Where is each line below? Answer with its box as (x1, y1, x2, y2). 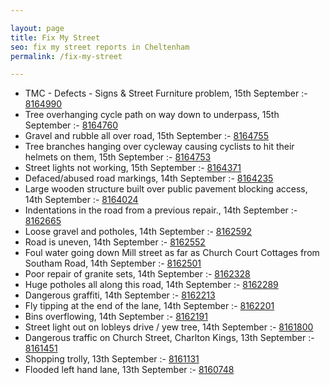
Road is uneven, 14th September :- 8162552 (24, 236, 206, 248)
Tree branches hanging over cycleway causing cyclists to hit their (24, 141, 295, 153)
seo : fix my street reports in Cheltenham (10, 42, 190, 52)
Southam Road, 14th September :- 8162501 (24, 257, 202, 270)
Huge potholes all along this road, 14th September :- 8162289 (24, 279, 279, 291)
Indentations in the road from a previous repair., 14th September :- (24, 204, 298, 216)
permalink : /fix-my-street (10, 51, 123, 61)
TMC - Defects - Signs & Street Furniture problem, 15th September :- (24, 87, 308, 100)
